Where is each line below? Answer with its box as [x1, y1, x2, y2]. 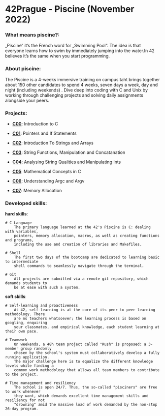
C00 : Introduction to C [12, 121, 58, 127]
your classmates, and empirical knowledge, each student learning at [14, 325, 160, 330]
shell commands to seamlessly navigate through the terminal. [14, 264, 144, 268]
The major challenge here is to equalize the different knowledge [14, 359, 153, 364]
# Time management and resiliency [5, 381, 76, 386]
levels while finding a [5, 363, 54, 368]
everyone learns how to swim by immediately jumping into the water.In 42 [5, 48, 155, 54]
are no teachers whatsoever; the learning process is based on [14, 316, 147, 321]
